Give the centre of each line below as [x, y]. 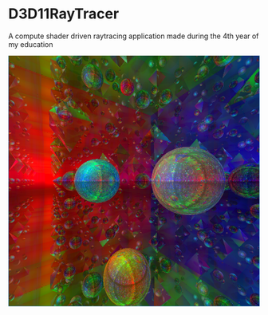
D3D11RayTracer [64, 14]
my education [31, 44]
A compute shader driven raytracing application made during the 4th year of [134, 36]
